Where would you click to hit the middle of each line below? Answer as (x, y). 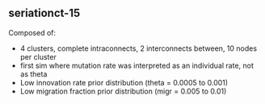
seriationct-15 (44, 13)
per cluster (38, 56)
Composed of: (32, 32)
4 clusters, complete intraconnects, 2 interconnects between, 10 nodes (138, 48)
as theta (34, 74)
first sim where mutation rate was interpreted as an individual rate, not (137, 65)
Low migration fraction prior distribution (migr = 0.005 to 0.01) (123, 91)
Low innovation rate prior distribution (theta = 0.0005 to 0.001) (124, 82)
